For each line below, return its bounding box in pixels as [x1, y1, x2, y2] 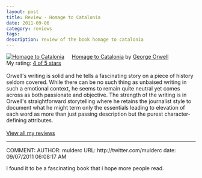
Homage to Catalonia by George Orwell [72, 53, 169, 60]
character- [164, 110, 191, 117]
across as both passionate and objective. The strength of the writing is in [6, 91, 187, 98]
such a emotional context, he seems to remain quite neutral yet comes [6, 85, 180, 92]
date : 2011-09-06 [6, 20, 50, 26]
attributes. [28, 117, 54, 123]
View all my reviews [6, 129, 55, 137]
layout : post [6, 8, 39, 15]
